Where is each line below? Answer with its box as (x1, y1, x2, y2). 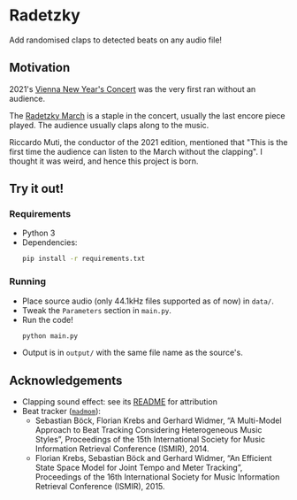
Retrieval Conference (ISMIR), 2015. (34, 481, 165, 492)
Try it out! (9, 181, 65, 196)
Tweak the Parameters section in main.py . (21, 304, 172, 315)
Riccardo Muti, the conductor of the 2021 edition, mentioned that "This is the (9, 136, 288, 147)
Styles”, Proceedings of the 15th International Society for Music (34, 435, 265, 445)
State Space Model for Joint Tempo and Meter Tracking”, (34, 462, 243, 473)
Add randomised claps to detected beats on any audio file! (9, 35, 223, 45)
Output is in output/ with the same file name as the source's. (21, 347, 243, 358)
